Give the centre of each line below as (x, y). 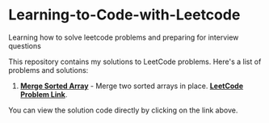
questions (25, 45)
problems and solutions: (48, 70)
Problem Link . (44, 94)
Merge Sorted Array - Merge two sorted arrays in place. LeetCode (132, 86)
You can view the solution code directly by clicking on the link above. (123, 110)
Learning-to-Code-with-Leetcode (124, 15)
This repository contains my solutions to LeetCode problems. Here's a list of (135, 61)
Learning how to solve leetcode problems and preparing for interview (124, 37)
